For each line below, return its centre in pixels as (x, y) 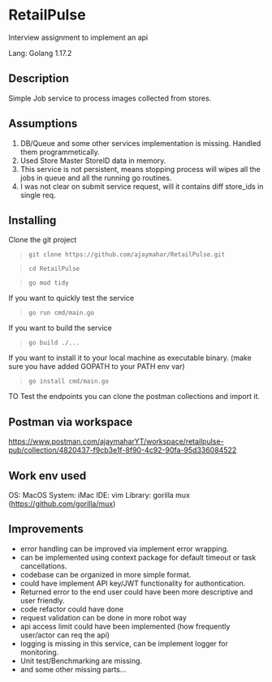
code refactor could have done (72, 609)
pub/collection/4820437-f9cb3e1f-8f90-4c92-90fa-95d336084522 (123, 450)
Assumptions (43, 124)
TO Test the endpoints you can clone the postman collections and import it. (134, 397)
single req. (38, 195)
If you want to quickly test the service (71, 298)
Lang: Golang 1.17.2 (40, 53)
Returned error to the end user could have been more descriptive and (136, 592)
